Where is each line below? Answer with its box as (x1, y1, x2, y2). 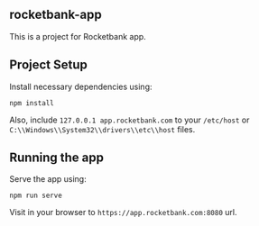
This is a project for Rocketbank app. (9, 31, 146, 41)
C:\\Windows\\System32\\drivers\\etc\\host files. (9, 123, 196, 134)
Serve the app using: (9, 174, 88, 185)
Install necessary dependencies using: (9, 81, 153, 92)
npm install (9, 98, 54, 107)
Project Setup (9, 58, 88, 73)
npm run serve (9, 191, 63, 201)
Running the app (9, 150, 104, 166)
